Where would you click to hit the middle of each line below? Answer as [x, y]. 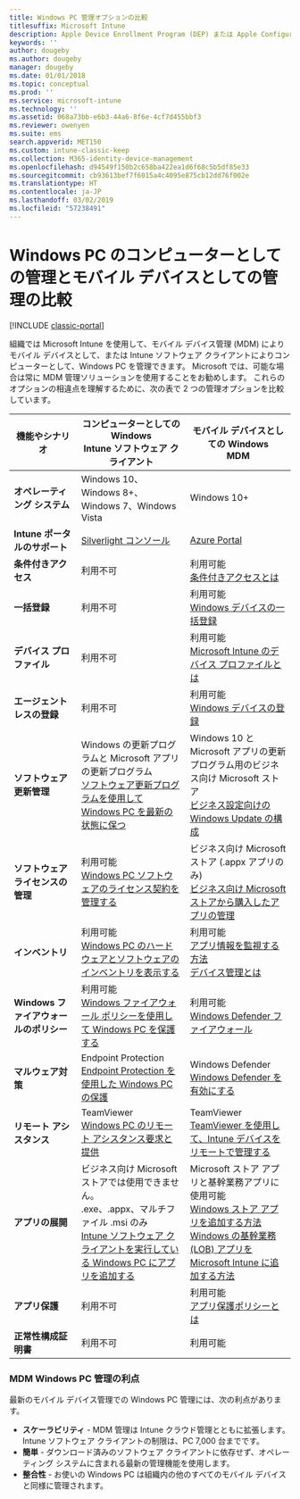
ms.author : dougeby [46, 59]
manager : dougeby [42, 68]
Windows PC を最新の [127, 812]
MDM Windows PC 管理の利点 [75, 1378]
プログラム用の [221, 764]
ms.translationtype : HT [54, 184]
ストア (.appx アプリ [232, 862]
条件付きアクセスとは [234, 577]
